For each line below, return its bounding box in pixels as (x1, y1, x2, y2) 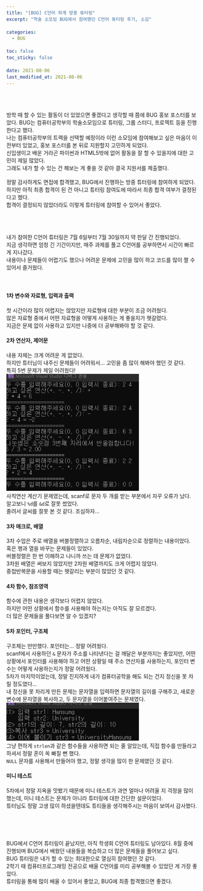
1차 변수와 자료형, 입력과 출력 (6, 292, 75, 299)
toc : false (6, 49, 34, 55)
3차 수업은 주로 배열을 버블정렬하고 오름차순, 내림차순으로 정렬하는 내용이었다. (6, 538, 191, 545)
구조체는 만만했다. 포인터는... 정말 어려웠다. (6, 642, 108, 649)
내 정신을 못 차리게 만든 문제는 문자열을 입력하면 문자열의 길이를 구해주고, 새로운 (6, 688, 196, 695)
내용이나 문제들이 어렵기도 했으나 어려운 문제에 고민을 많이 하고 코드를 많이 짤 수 (6, 256, 196, 264)
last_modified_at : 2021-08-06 (6, 73, 83, 80)
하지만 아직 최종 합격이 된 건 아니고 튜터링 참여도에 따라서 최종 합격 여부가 (6, 186, 181, 194)
